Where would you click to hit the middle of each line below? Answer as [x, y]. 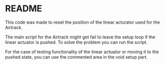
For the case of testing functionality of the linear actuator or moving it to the [82, 52]
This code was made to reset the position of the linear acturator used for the [82, 22]
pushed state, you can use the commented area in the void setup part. [76, 57]
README [24, 9]
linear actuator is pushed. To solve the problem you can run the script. [76, 42]
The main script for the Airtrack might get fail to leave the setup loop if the [80, 37]
